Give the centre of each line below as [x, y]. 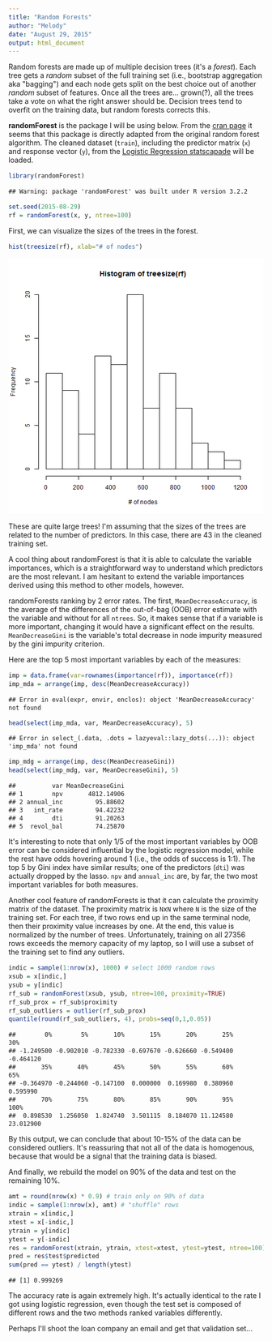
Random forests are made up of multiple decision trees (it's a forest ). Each [132, 67]
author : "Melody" [38, 26]
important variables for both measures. [74, 885]
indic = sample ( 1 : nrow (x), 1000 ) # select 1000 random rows [112, 968]
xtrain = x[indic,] [41, 1214]
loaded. [21, 160]
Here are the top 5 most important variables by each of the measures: [125, 659]
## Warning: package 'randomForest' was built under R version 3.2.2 [128, 192]
